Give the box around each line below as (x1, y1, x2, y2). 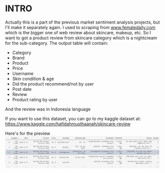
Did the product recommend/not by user (12, 81, 94, 86)
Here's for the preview (5, 130, 51, 136)
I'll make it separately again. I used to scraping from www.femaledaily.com (5, 24, 156, 30)
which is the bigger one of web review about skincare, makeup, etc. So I (5, 29, 151, 35)
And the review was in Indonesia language (5, 106, 91, 112)
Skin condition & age (12, 76, 54, 82)
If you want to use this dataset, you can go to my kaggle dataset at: (5, 115, 141, 121)
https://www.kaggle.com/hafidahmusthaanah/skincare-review (5, 121, 131, 127)
